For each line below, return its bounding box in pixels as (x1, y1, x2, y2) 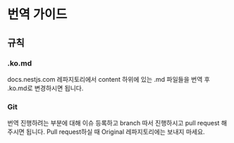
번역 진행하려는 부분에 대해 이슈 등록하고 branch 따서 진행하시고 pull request (7, 119, 220, 128)
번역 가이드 (7, 6, 68, 23)
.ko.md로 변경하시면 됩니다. (7, 84, 84, 92)
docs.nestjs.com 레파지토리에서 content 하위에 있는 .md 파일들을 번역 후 (7, 75, 210, 83)
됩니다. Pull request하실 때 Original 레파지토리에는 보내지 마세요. (25, 128, 206, 136)
